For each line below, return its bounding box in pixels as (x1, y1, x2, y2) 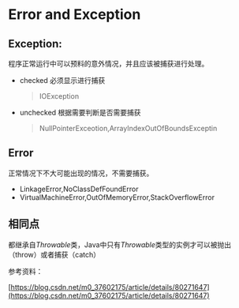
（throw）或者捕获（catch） (8, 250, 101, 259)
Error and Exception (8, 6, 141, 24)
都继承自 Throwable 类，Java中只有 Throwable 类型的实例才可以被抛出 (8, 239, 232, 250)
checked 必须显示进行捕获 (19, 76, 106, 85)
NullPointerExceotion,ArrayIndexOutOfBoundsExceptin (39, 124, 218, 133)
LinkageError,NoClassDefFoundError (19, 184, 139, 193)
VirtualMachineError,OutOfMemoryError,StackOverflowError (19, 192, 215, 202)
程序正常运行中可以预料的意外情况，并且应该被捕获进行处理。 (8, 59, 209, 68)
